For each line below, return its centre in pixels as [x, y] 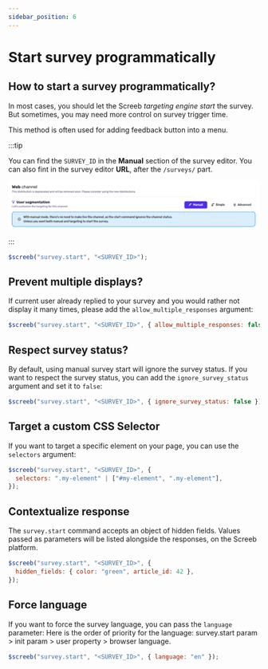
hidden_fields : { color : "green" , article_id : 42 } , [105, 571]
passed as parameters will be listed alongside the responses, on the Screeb [133, 539]
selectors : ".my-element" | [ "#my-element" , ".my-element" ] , [119, 478]
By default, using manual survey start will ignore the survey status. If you [128, 369]
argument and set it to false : [55, 386]
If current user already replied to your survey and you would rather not [124, 301]
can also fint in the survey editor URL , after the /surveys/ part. [110, 169]
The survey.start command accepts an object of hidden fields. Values [124, 531]
